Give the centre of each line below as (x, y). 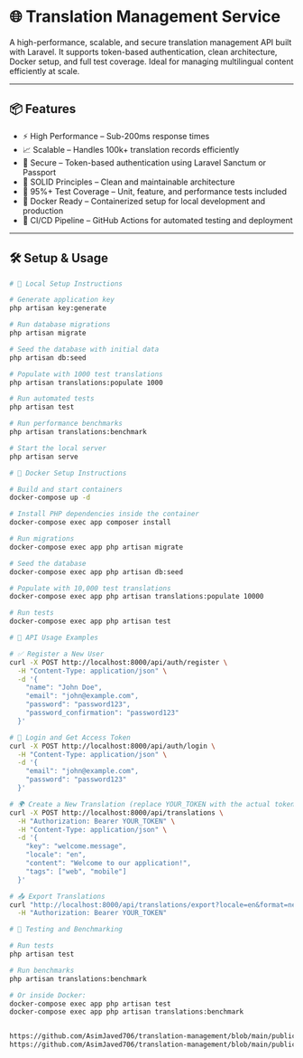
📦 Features (43, 109)
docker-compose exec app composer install (90, 523)
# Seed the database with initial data (84, 349)
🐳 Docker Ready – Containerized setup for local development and (144, 201)
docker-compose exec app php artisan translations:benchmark (127, 1012)
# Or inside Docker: (48, 995)
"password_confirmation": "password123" (102, 713)
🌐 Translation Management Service (145, 17)
